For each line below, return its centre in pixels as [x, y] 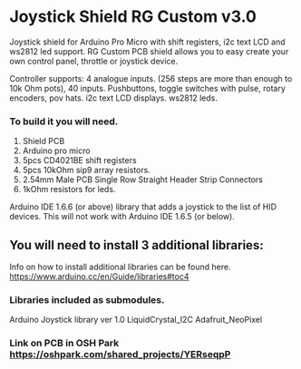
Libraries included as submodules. [87, 299]
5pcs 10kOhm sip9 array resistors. [87, 170]
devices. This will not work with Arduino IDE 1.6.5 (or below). [122, 217]
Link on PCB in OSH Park [64, 344]
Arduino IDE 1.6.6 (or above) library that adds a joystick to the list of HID [143, 207]
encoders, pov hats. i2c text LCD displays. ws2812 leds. [113, 98]
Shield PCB [44, 141]
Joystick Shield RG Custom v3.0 [133, 17]
